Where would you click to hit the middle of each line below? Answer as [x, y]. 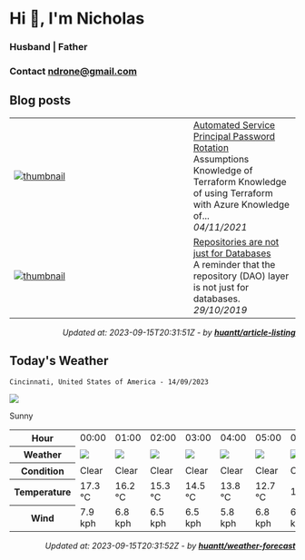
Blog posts [40, 100]
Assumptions [221, 159]
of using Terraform [234, 192]
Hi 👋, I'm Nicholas [77, 19]
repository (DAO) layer [241, 276]
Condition [43, 471]
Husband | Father [49, 47]
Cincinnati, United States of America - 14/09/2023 [109, 382]
